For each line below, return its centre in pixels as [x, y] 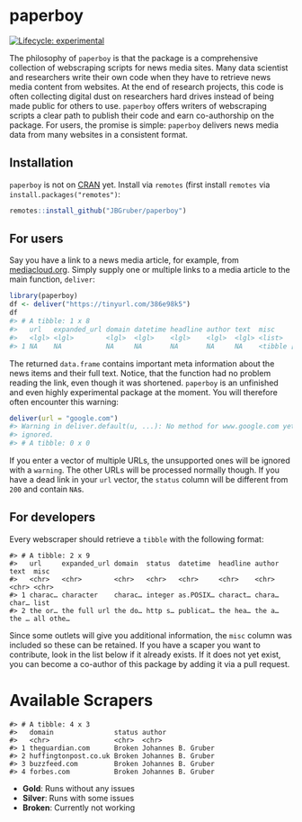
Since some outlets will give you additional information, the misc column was [151, 635]
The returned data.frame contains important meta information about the [142, 363]
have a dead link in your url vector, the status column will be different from [149, 480]
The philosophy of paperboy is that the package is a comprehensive [134, 58]
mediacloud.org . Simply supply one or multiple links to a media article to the [150, 270]
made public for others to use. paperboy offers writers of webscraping [138, 105]
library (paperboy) [44, 296]
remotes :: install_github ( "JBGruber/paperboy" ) [98, 211]
